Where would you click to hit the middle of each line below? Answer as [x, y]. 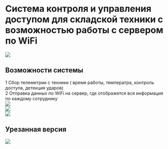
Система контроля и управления [78, 9]
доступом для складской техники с [84, 19]
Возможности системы [44, 70]
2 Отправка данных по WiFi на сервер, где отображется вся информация [84, 93]
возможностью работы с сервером [84, 30]
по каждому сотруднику [32, 98]
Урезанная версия [36, 130]
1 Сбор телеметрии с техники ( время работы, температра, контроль [80, 82]
